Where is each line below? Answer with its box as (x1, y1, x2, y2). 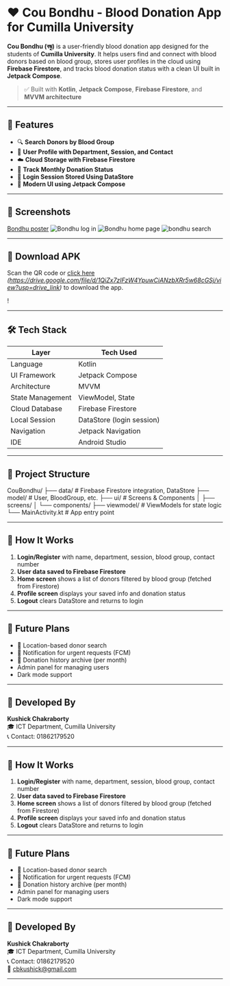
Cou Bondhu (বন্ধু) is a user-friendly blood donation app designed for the (7, 42, 209, 50)
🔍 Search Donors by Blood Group (16, 137, 115, 146)
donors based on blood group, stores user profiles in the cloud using (7, 57, 201, 65)
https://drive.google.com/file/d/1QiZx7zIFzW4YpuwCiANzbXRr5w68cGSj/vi (9, 276, 222, 284)
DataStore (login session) (78, 415, 160, 425)
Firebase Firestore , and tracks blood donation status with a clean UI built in (7, 64, 220, 73)
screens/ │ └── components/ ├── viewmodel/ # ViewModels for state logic (7, 501, 222, 509)
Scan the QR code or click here (7, 269, 95, 277)
